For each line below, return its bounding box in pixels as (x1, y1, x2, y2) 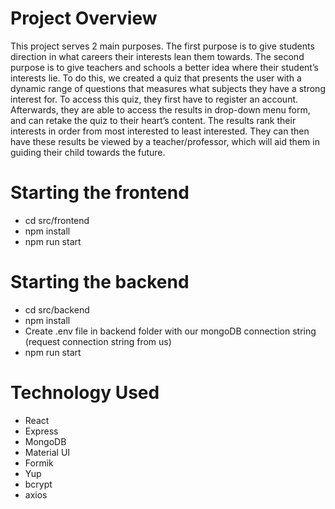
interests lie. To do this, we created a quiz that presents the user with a (10, 72, 302, 84)
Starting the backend (10, 271, 190, 294)
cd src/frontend (24, 214, 90, 226)
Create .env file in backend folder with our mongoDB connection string (24, 325, 317, 337)
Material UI (24, 446, 71, 458)
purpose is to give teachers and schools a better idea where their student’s (10, 61, 319, 73)
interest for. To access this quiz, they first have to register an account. (10, 93, 299, 105)
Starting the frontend (10, 182, 190, 204)
